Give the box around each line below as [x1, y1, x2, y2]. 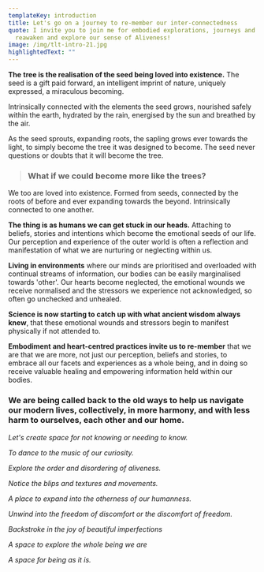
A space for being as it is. [8, 555, 92, 564]
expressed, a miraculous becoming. [8, 87, 125, 95]
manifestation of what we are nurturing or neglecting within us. [8, 245, 213, 255]
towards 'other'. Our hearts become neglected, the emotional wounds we [8, 278, 246, 287]
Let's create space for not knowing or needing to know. [8, 432, 188, 442]
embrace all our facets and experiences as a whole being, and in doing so [8, 358, 248, 368]
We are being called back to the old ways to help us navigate [8, 395, 244, 406]
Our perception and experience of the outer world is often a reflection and [8, 237, 249, 247]
